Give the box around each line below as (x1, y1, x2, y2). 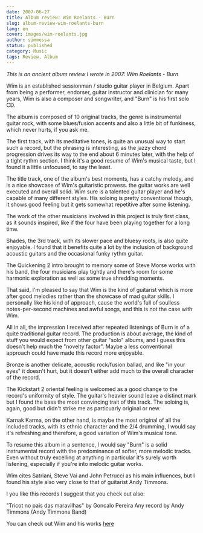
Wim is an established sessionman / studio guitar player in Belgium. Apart (6, 82, 189, 89)
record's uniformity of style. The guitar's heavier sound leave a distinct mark (6, 392, 197, 399)
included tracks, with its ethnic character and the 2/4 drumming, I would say (6, 422, 196, 430)
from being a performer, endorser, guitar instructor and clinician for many (6, 88, 188, 95)
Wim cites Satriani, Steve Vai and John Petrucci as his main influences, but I (6, 472, 195, 479)
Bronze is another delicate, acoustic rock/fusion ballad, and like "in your (6, 361, 185, 368)
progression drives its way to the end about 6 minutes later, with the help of (6, 150, 195, 158)
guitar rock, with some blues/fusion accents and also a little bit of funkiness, (6, 119, 196, 127)
